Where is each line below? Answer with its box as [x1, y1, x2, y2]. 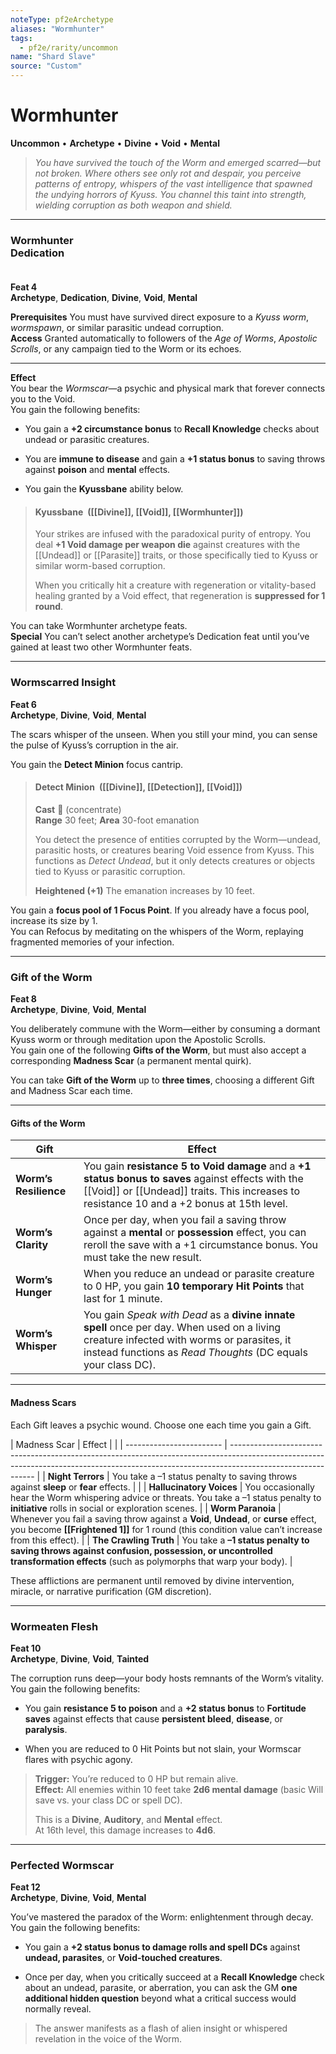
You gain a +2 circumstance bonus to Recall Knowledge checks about [24, 423, 320, 435]
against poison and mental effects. [24, 464, 171, 476]
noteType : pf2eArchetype [10, 14, 114, 25]
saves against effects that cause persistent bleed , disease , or [24, 1712, 284, 1725]
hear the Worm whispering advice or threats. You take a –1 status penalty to [10, 1491, 322, 1503]
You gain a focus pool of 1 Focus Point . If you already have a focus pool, [10, 904, 310, 916]
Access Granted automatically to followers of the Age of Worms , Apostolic [10, 332, 318, 345]
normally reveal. [24, 2003, 92, 2015]
